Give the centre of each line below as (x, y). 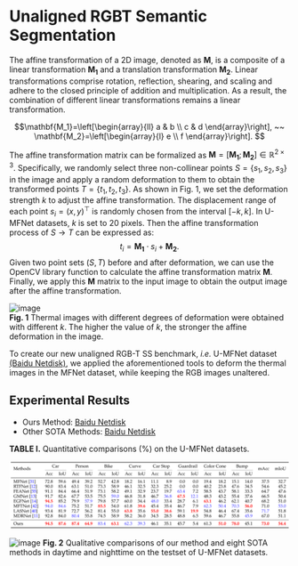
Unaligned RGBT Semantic (108, 16)
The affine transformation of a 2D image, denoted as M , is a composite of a (147, 60)
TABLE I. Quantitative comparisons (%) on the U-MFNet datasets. (129, 449)
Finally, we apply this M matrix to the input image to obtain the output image (148, 281)
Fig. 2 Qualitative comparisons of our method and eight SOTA (156, 542)
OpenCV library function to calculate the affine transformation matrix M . (141, 271)
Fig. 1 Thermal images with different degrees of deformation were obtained (147, 317)
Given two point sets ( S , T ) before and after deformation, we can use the (141, 262)
